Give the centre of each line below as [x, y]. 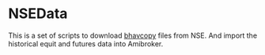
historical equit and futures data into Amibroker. [86, 43]
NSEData [38, 14]
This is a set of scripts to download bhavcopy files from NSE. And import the [133, 35]
